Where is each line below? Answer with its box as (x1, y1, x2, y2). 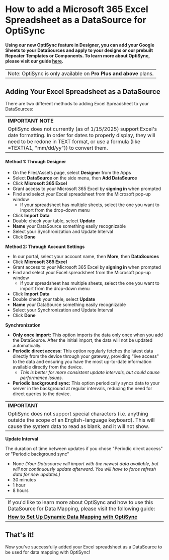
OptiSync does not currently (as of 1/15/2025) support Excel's (8, 126, 157, 133)
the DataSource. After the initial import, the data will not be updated (12, 337, 152, 343)
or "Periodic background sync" (5, 451, 69, 457)
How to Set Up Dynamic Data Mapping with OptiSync (8, 513, 138, 520)
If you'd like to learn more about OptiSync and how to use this (8, 499, 153, 506)
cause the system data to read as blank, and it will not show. (8, 423, 150, 430)
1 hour (12, 482, 26, 488)
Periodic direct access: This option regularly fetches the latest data (12, 348, 153, 354)
